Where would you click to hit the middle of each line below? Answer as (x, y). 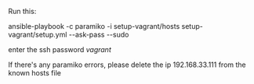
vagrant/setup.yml (38, 35)
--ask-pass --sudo (99, 35)
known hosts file (34, 73)
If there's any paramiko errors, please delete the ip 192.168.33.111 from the (127, 65)
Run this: (22, 11)
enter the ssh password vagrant (60, 49)
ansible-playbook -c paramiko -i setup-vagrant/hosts (94, 26)
